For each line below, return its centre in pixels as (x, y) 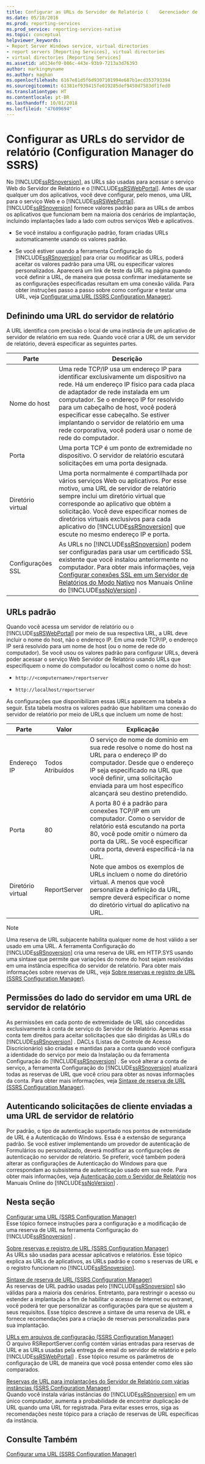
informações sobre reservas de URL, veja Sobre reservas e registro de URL (101, 972)
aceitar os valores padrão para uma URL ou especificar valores (94, 264)
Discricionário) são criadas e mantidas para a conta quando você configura (101, 1048)
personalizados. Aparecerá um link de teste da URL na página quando (103, 271)
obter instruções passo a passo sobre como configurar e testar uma (101, 290)
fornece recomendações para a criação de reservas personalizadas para (98, 1318)
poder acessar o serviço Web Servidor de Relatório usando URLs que (94, 659)
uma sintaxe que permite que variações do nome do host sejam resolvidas (100, 959)
